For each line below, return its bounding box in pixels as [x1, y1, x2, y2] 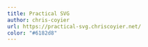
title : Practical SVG [7, 10, 70, 17]
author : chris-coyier [7, 17, 70, 23]
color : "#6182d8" [7, 29, 58, 37]
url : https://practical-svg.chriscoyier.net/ [7, 23, 141, 30]
